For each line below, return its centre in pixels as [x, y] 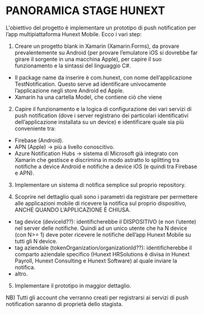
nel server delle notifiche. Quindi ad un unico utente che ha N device [101, 228]
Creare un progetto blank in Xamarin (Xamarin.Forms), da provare [97, 46]
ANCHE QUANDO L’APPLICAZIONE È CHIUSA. [72, 210]
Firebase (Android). [39, 140]
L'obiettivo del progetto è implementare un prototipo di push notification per [101, 28]
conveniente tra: [35, 128]
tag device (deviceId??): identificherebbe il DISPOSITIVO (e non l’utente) [105, 221]
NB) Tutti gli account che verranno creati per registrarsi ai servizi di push [97, 297]
